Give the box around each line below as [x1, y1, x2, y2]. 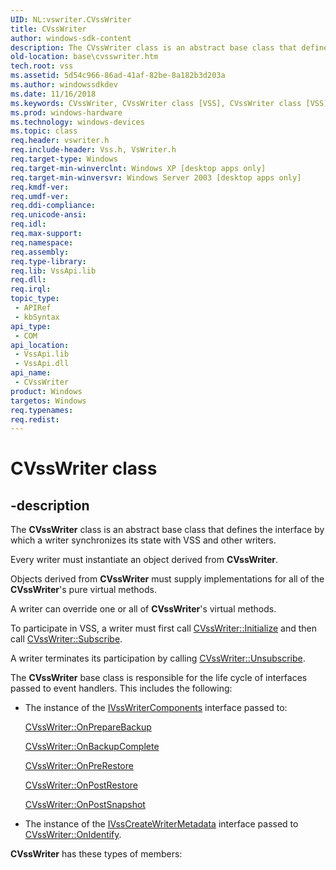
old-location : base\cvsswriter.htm [10, 52, 159, 62]
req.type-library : [10, 256, 87, 266]
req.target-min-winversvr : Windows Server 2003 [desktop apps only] [10, 172, 302, 183]
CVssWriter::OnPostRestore [24, 779, 139, 791]
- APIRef [14, 303, 52, 313]
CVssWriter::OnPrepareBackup [24, 721, 152, 733]
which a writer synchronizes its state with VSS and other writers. [10, 534, 277, 546]
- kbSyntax [14, 312, 60, 322]
